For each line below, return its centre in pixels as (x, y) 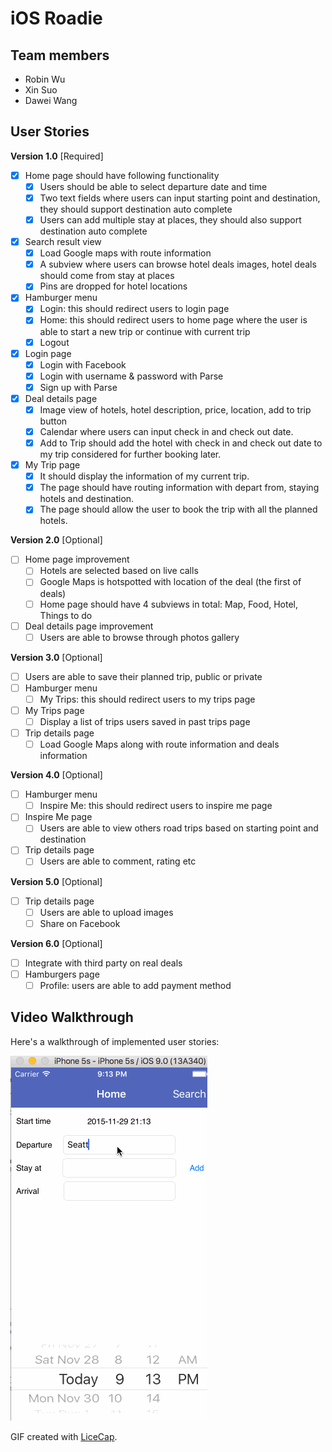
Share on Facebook (80, 923)
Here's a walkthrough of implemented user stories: (115, 1041)
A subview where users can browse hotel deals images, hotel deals (178, 264)
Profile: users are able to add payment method (135, 985)
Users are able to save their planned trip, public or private (143, 676)
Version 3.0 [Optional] (56, 657)
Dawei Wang (51, 100)
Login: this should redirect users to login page (134, 309)
